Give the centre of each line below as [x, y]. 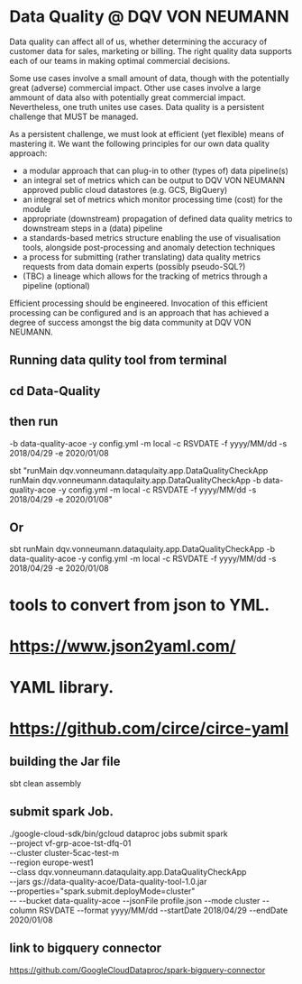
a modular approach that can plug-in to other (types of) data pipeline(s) [155, 170]
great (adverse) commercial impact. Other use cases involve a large [135, 87]
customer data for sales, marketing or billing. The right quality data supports [151, 51]
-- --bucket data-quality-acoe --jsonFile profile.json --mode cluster [135, 900]
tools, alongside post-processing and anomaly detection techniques [149, 247]
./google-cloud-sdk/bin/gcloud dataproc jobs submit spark [119, 833]
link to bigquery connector [86, 948]
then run [34, 422]
